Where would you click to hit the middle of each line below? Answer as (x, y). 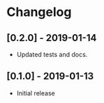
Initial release (36, 93)
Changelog (39, 12)
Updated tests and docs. (52, 54)
